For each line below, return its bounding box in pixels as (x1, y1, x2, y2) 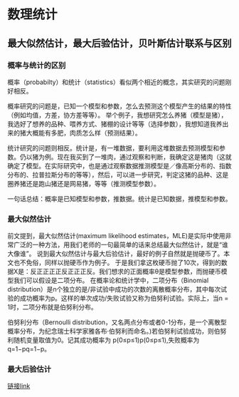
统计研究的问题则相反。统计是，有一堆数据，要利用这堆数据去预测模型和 (7, 143, 219, 152)
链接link (7, 382, 31, 391)
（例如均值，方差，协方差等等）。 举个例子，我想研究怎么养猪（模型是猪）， (7, 110, 228, 119)
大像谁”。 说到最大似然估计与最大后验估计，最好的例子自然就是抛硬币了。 (7, 249, 224, 258)
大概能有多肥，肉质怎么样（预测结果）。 (26, 128, 142, 137)
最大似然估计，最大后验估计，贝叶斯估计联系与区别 (7, 37, 232, 49)
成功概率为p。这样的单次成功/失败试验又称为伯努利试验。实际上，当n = (19, 294, 229, 303)
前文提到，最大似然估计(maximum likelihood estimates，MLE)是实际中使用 (7, 232, 225, 240)
